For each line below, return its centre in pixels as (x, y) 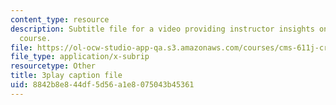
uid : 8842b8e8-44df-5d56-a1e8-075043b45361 (102, 85)
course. (35, 38)
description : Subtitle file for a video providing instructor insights (162, 29)
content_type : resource (60, 19)
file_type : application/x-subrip (80, 57)
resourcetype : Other (53, 66)
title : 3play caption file (66, 76)
